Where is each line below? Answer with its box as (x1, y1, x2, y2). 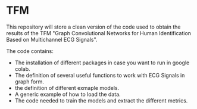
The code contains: (6, 47, 54, 54)
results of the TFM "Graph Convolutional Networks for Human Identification (6, 29, 192, 36)
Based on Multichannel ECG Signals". (6, 36, 98, 43)
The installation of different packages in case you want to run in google (14, 59, 190, 66)
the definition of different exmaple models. (14, 84, 120, 91)
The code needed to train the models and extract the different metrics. (14, 96, 188, 104)
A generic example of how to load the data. (14, 91, 121, 98)
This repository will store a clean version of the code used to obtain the (6, 23, 181, 30)
